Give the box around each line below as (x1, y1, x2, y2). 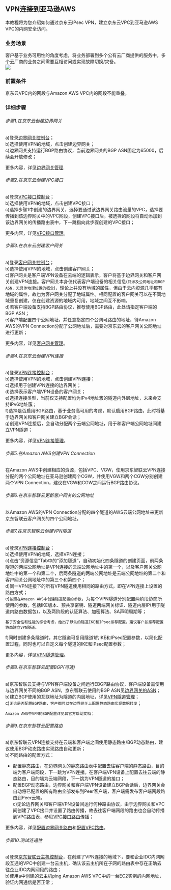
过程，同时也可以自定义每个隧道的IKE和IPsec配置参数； (9, 641, 126, 647)
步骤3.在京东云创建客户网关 (5, 242, 63, 248)
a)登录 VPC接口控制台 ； (5, 193, 54, 200)
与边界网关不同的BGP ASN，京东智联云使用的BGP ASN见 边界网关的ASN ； (5, 687, 161, 693)
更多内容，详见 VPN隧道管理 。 (5, 651, 69, 658)
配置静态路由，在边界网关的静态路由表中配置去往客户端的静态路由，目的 (12, 763, 164, 769)
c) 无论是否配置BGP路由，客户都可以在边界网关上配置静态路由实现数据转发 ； (5, 700, 142, 706)
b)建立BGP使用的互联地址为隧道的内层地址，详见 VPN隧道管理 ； (5, 693, 140, 700)
